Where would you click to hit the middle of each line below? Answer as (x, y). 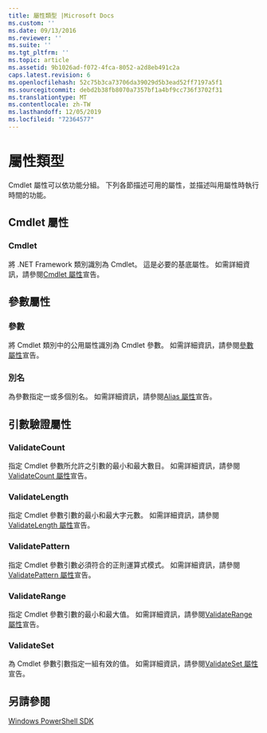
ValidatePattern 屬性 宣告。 (52, 574)
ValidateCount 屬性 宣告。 (50, 476)
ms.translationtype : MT (48, 97)
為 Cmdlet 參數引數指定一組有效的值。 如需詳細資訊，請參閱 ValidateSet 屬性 (133, 664)
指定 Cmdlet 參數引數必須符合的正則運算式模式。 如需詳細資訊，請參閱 (124, 565)
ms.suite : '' (30, 45)
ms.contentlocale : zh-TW (49, 104)
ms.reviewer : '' (35, 38)
